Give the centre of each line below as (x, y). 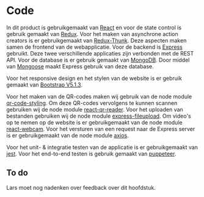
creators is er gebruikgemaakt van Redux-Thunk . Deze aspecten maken (97, 40)
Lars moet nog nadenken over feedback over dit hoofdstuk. (81, 187)
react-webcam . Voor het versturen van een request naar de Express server (101, 129)
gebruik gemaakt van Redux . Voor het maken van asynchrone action (92, 34)
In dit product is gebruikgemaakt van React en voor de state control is (94, 27)
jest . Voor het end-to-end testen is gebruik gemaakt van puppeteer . (91, 154)
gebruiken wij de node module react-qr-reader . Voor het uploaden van (95, 109)
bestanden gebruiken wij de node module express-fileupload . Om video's (99, 116)
